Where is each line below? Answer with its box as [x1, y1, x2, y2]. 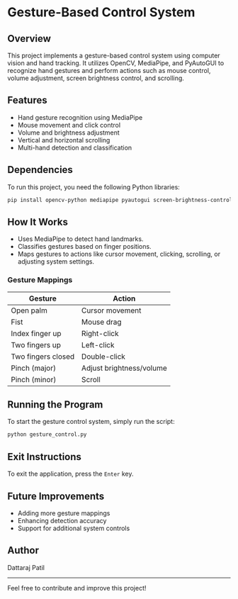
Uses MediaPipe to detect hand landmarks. [17, 235, 144, 243]
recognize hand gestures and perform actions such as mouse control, [7, 67, 211, 74]
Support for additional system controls [17, 524, 130, 532]
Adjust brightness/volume [81, 363, 168, 373]
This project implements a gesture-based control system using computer [7, 51, 221, 60]
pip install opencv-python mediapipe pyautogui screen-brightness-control [7, 196, 233, 203]
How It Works [7, 215, 69, 228]
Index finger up [11, 328, 62, 338]
